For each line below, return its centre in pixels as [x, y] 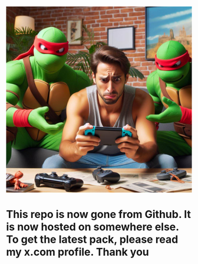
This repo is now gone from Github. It [99, 215]
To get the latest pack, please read [92, 239]
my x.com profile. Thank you [77, 252]
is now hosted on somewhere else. [93, 227]
